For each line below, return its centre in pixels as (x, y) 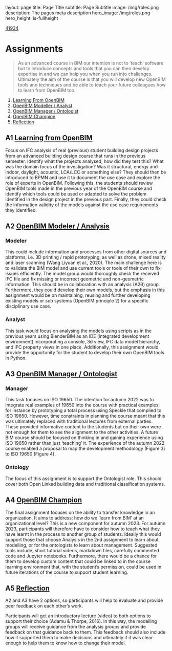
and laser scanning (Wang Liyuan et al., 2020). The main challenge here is (84, 263)
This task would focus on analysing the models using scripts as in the (79, 331)
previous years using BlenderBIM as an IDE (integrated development (77, 336)
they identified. (21, 210)
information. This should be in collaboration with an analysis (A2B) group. (83, 285)
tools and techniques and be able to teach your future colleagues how (92, 84)
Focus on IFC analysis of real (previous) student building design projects (82, 150)
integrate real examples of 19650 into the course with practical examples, (83, 405)
